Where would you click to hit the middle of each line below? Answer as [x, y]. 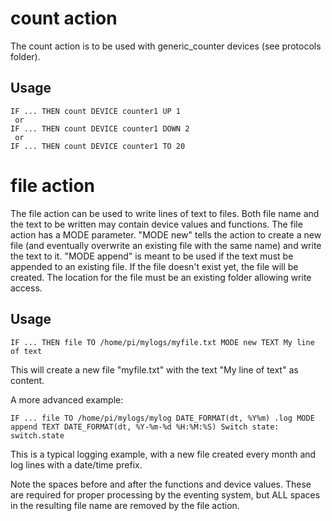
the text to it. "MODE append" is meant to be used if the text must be [152, 256]
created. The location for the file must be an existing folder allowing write [161, 277]
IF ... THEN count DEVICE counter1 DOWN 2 [100, 128]
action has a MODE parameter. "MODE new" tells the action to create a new [166, 234]
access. [26, 288]
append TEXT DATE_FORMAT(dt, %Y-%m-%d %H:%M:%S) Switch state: [145, 427]
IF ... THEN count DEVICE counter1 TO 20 [98, 146]
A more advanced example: [67, 399]
